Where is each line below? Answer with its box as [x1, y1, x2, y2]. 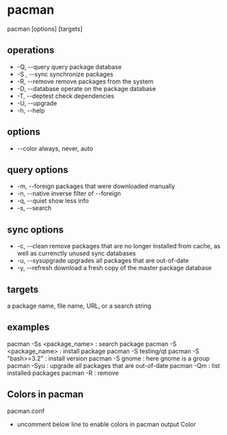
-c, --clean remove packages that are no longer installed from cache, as [16, 242, 221, 250]
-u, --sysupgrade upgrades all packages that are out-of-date [16, 256, 189, 265]
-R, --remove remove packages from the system [16, 77, 154, 85]
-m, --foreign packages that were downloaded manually [16, 182, 176, 190]
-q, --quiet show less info [16, 197, 89, 205]
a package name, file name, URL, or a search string [7, 302, 152, 310]
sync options [7, 224, 64, 235]
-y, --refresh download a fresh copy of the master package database [16, 264, 212, 272]
